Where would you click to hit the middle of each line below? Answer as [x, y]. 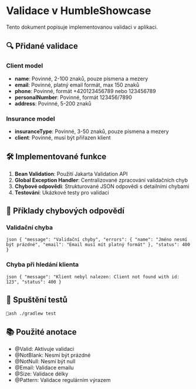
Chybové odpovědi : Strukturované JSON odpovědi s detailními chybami [102, 186]
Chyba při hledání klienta [43, 265]
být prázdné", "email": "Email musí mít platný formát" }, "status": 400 [98, 245]
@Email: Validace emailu [44, 368]
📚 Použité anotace [42, 332]
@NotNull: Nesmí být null [45, 361]
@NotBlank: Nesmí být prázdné [53, 355]
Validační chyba [29, 228]
